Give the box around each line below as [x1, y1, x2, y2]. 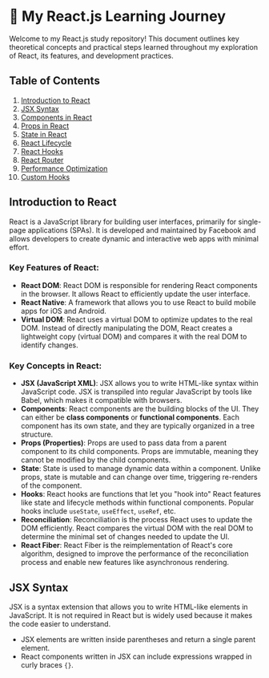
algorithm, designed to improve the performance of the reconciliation [20, 549, 249, 558]
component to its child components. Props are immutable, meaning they [20, 447, 259, 457]
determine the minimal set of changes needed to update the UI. [20, 532, 231, 542]
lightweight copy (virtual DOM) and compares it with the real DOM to [20, 331, 247, 341]
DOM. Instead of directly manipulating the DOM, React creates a [20, 323, 233, 332]
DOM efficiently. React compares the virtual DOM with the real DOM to [20, 523, 254, 533]
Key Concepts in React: [9, 360, 102, 371]
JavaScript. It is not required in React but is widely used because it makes [9, 610, 253, 620]
